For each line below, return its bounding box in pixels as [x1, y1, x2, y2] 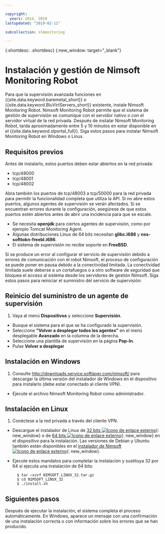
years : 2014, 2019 [9, 16, 48, 21]
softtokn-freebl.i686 [12, 237, 56, 242]
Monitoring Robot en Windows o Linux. [5, 134, 84, 140]
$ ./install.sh [17, 481, 48, 486]
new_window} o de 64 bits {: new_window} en [12, 432, 160, 439]
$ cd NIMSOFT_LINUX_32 [17, 477, 64, 482]
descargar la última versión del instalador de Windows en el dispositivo [12, 376, 157, 382]
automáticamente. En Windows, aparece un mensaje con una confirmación [5, 513, 158, 519]
